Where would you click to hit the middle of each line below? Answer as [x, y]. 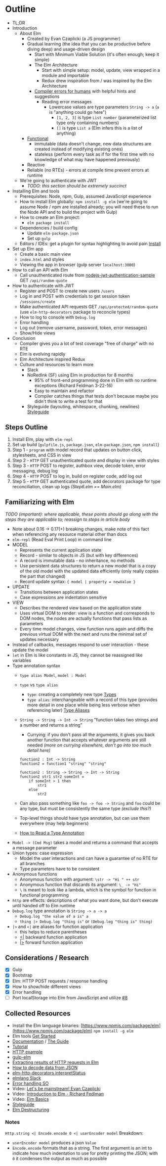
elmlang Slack [26, 1078]
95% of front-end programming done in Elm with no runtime [95, 380]
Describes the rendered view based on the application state [81, 607]
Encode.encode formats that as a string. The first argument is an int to [82, 1148]
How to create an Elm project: [50, 217]
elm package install [48, 223]
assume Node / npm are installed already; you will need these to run [89, 207]
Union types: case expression [42, 853]
